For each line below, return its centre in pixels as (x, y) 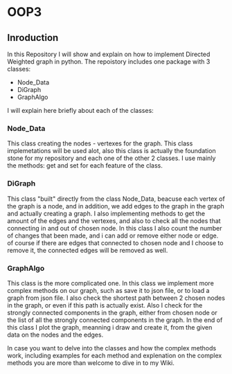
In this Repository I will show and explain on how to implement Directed (109, 54)
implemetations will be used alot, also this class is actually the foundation (111, 151)
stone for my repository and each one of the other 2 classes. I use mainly (111, 158)
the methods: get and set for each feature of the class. (85, 166)
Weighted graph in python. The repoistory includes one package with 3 (109, 62)
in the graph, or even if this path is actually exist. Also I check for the (105, 305)
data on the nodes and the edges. (55, 335)
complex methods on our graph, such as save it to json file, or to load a (108, 290)
